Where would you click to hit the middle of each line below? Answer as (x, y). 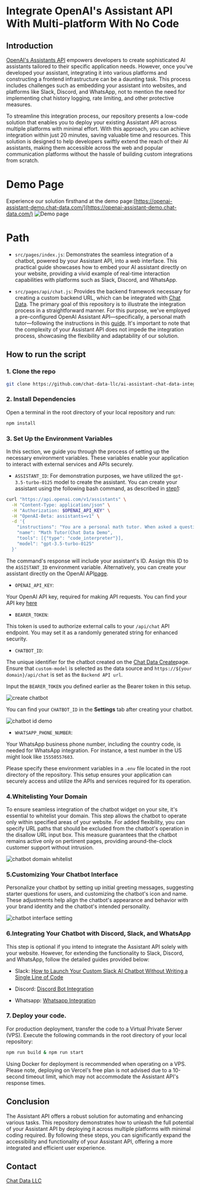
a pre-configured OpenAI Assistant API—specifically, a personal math (100, 316)
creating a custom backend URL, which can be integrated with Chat (98, 297)
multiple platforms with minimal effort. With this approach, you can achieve (98, 129)
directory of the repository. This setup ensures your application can (89, 774)
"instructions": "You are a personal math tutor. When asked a (97, 527)
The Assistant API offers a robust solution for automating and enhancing (95, 1116)
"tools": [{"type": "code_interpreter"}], (70, 539)
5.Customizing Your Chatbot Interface (62, 874)
